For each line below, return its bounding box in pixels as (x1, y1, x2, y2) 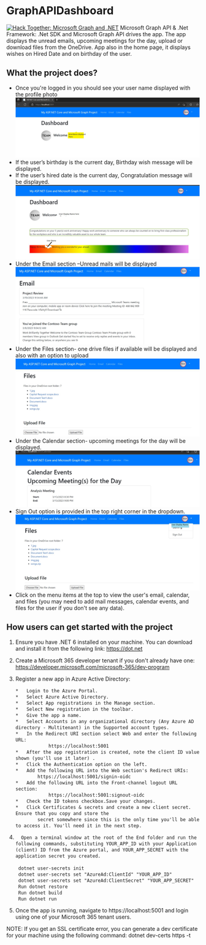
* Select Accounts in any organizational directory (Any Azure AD (15, 718, 194, 724)
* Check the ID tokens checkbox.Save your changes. (15, 798, 156, 804)
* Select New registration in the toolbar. (15, 706, 134, 712)
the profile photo (15, 90, 58, 98)
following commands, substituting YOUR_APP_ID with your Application (15, 841, 197, 847)
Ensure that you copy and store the (15, 810, 109, 816)
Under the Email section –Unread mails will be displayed (15, 260, 157, 267)
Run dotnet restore (18, 884, 68, 890)
